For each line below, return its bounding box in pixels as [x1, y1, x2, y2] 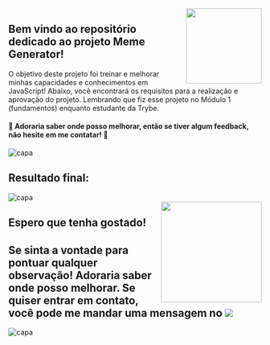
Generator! [8, 47, 64, 61]
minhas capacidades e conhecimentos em [8, 77, 149, 87]
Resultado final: [8, 171, 90, 185]
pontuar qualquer [8, 256, 98, 269]
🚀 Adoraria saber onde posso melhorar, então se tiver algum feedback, [8, 121, 249, 131]
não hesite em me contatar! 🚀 [8, 130, 108, 140]
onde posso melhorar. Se [8, 281, 136, 294]
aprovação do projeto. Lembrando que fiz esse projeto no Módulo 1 [8, 94, 231, 104]
